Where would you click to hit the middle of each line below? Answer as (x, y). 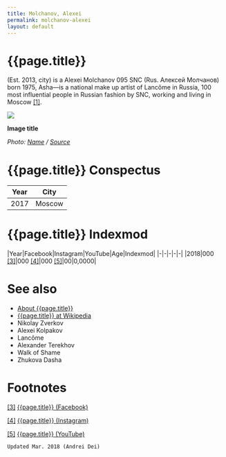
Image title (23, 128)
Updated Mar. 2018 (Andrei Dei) (54, 447)
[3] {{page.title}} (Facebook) (48, 407)
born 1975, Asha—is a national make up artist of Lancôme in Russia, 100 (110, 87)
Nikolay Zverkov (40, 323)
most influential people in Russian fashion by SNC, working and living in (109, 95)
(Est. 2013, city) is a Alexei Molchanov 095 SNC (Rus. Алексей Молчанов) (113, 80)
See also (32, 289)
